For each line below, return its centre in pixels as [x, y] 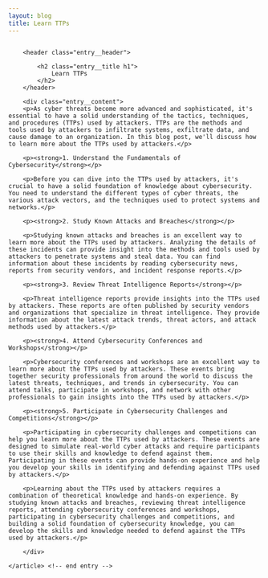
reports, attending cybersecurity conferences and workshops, [114, 510]
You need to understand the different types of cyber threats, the [124, 193]
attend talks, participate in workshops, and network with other [120, 390]
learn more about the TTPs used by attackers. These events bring [122, 369]
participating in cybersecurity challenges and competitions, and [122, 517]
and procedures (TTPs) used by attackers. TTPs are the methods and [125, 123]
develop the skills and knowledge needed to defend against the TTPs [127, 531]
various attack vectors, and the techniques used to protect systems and [134, 200]
